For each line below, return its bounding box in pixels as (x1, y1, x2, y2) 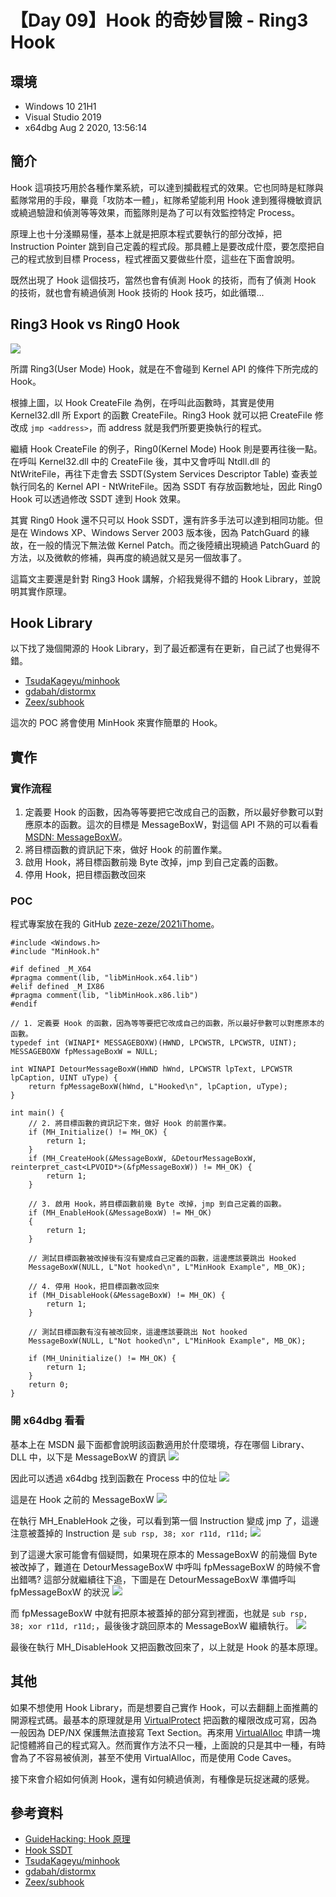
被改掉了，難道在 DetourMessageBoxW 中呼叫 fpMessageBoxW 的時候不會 (10, 1561, 322, 1573)
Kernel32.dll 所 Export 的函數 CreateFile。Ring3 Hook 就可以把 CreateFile (10, 409, 313, 421)
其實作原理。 (18, 585, 72, 597)
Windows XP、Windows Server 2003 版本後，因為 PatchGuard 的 (29, 526, 302, 538)
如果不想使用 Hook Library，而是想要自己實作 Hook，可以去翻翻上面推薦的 (10, 1701, 318, 1713)
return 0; (28, 1380, 70, 1390)
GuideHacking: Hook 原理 (24, 1833, 131, 1845)
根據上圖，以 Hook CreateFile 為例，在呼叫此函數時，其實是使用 (10, 396, 275, 408)
